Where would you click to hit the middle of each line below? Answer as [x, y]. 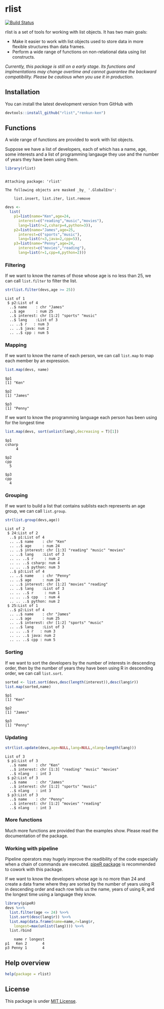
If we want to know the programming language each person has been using [81, 418]
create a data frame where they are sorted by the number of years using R [80, 884]
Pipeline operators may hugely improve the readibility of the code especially [82, 859]
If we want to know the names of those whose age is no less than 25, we [78, 276]
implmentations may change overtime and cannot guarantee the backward [81, 71]
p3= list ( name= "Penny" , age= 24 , [45, 243]
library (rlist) [20, 169]
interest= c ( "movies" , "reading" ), [52, 248]
